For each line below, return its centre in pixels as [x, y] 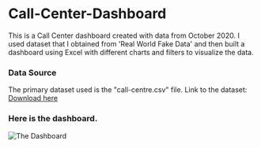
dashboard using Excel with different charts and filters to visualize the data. [131, 52]
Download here [33, 98]
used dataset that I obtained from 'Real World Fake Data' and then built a [127, 43]
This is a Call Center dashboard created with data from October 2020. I [124, 35]
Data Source [32, 72]
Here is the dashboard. [53, 119]
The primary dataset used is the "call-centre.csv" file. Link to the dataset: [128, 90]
